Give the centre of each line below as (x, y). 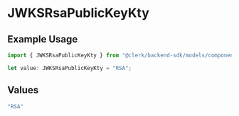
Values (23, 90)
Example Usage (43, 39)
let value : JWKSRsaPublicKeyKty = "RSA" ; (70, 68)
